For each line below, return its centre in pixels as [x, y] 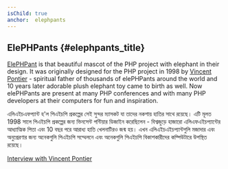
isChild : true [27, 13]
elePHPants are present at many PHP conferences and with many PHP [106, 93]
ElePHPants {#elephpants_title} [76, 48]
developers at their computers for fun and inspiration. [83, 101]
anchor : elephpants [37, 20]
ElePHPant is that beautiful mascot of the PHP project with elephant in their [113, 64]
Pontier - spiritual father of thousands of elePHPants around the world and [112, 79]
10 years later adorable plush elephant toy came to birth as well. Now [105, 86]
